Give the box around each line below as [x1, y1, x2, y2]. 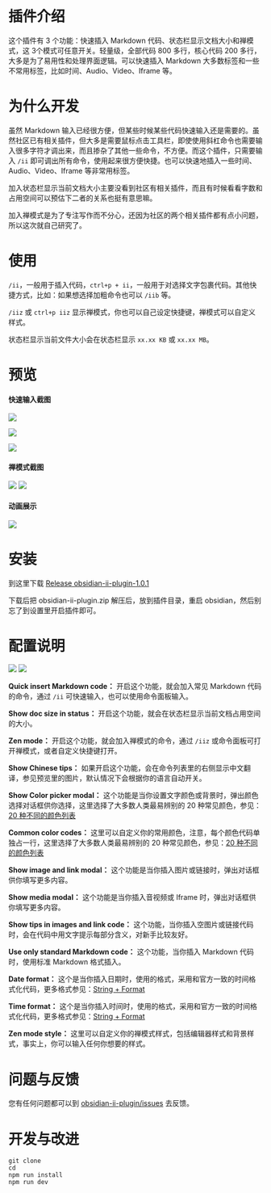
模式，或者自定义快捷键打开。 [22, 746, 122, 756]
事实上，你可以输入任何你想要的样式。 [22, 1039, 150, 1048]
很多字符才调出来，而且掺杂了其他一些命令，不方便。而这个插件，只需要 [15, 145, 256, 155]
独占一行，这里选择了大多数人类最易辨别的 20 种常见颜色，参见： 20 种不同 [8, 838, 258, 848]
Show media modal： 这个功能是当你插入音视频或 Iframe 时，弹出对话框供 [8, 893, 256, 902]
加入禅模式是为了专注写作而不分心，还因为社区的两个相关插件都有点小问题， [8, 210, 263, 220]
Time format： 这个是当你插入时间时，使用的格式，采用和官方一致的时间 [8, 1002, 251, 1011]
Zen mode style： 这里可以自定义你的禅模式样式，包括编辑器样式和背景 [8, 1029, 248, 1039]
